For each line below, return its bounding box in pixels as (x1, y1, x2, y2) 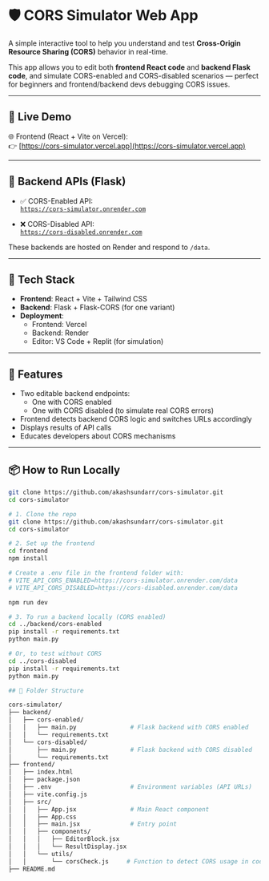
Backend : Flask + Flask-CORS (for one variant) (19, 302, 175, 313)
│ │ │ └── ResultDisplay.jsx (8, 843, 127, 851)
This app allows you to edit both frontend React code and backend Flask (8, 62, 251, 72)
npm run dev (8, 598, 48, 606)
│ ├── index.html (8, 768, 74, 776)
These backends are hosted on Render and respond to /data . (8, 242, 211, 252)
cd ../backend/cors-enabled (8, 620, 102, 628)
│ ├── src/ (8, 798, 52, 806)
